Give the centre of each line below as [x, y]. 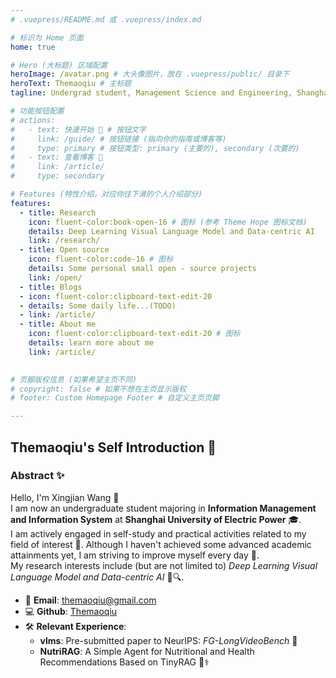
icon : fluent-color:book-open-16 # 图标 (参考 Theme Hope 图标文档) [168, 222]
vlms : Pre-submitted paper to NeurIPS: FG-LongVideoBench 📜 [168, 640]
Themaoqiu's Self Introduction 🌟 [113, 447]
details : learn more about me [91, 343]
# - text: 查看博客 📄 [56, 157]
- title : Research [58, 212]
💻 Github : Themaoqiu [71, 611]
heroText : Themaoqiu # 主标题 [71, 84]
